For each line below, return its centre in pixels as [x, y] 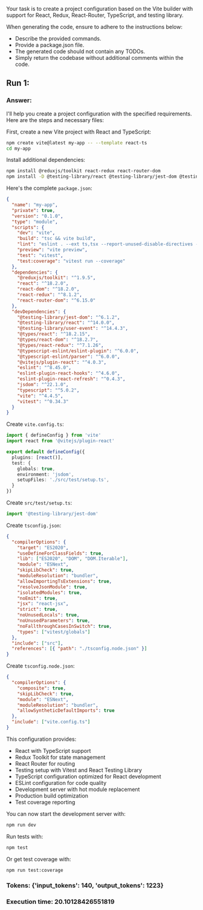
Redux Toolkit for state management [60, 757]
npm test [17, 847]
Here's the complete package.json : [49, 188]
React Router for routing [45, 763]
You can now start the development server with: [66, 814]
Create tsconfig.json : [34, 525]
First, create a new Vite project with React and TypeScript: [79, 132]
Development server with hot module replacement [77, 789]
